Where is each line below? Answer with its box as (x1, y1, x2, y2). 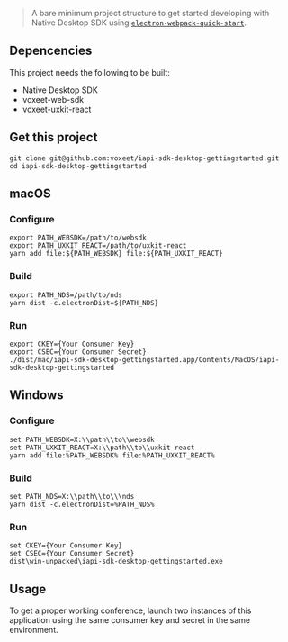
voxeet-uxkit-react (22, 104, 92, 114)
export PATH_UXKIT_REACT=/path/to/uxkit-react (9, 241, 187, 250)
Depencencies (9, 43, 93, 59)
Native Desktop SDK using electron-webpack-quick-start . (31, 17, 247, 28)
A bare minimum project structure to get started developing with (31, 8, 270, 18)
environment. (9, 625, 58, 635)
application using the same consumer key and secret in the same (9, 615, 250, 625)
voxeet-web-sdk (22, 94, 84, 104)
